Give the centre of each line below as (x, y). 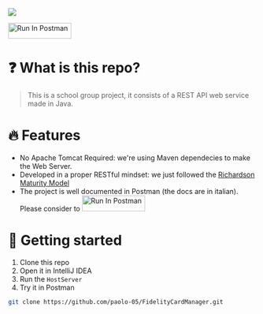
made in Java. (50, 103)
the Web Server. (46, 166)
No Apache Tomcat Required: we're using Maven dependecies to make (135, 158)
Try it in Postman (47, 287)
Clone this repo (44, 262)
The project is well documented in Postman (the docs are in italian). (129, 191)
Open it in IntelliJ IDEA (56, 271)
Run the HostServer (51, 278)
